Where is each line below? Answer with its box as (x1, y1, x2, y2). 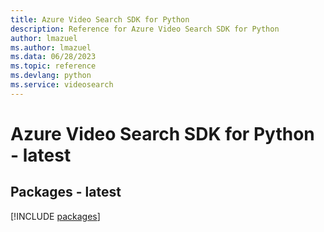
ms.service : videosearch (10, 80, 114, 90)
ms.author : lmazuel (10, 42, 92, 53)
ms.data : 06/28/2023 (10, 52, 97, 62)
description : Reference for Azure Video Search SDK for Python (10, 24, 280, 34)
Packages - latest (10, 184, 122, 201)
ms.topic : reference (10, 61, 97, 71)
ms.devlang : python (10, 71, 92, 81)
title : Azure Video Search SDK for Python (10, 14, 190, 25)
